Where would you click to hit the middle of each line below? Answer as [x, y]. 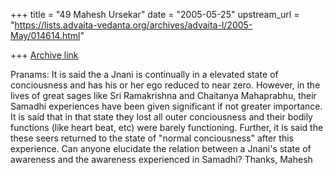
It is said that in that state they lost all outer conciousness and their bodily [161, 117]
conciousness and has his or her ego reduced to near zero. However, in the [165, 85]
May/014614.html [45, 35]
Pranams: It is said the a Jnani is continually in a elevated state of [144, 74]
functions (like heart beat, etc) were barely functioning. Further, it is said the [167, 127]
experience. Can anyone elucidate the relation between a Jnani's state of [161, 148]
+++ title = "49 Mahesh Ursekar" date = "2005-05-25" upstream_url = [155, 14]
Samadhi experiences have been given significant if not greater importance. [166, 106]
